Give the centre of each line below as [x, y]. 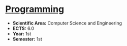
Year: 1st [22, 33]
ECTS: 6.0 [23, 28]
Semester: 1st [27, 39]
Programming [35, 9]
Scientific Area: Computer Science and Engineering [67, 23]
